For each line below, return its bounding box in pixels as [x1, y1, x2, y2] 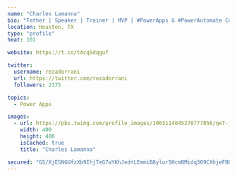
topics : [7, 94, 30, 101]
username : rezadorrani [13, 68, 80, 75]
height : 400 [20, 133, 55, 140]
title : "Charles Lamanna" [20, 145, 97, 153]
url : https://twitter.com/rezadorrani [13, 74, 128, 81]
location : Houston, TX [7, 23, 74, 30]
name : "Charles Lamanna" [7, 10, 80, 18]
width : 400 [20, 126, 52, 133]
